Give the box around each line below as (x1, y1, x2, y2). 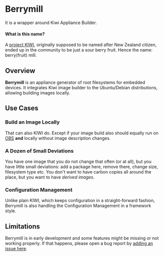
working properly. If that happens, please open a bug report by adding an (5, 240, 153, 246)
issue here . (5, 246, 28, 252)
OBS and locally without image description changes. (5, 135, 111, 141)
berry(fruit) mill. (5, 52, 37, 58)
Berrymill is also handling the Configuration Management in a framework (5, 203, 152, 209)
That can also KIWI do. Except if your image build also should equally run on (5, 130, 159, 136)
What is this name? (5, 31, 45, 37)
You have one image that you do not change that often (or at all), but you (5, 158, 152, 164)
